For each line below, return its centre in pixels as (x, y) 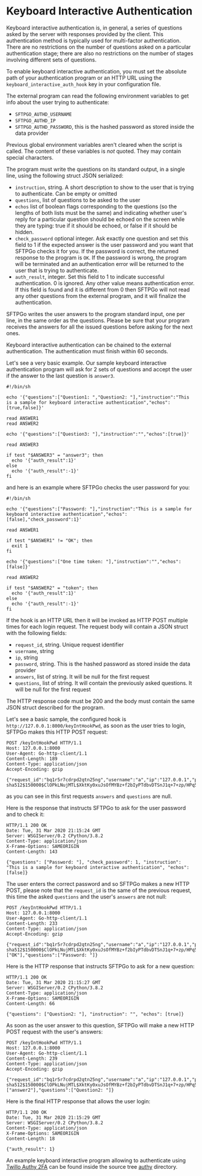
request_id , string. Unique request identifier (69, 645)
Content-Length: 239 (32, 1058)
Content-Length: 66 (31, 1003)
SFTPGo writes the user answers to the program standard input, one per (96, 314)
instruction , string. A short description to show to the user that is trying (104, 187)
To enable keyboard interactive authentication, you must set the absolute (96, 71)
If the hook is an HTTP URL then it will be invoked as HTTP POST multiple (97, 620)
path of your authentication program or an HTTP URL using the (84, 78)
